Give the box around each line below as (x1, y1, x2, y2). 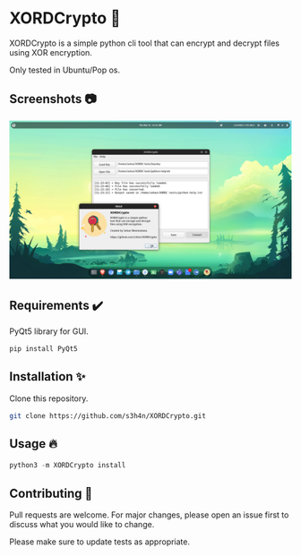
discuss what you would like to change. (9, 519, 155, 530)
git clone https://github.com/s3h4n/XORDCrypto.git (9, 411, 206, 420)
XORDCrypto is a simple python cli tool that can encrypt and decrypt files (9, 38, 280, 48)
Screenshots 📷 (9, 91, 97, 107)
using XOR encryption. (9, 47, 92, 57)
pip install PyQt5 (9, 345, 78, 354)
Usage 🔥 (9, 436, 58, 451)
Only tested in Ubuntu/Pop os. (9, 64, 121, 75)
